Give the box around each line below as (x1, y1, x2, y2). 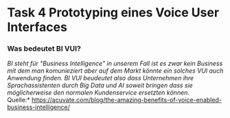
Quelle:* (7, 96, 31, 104)
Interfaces (7, 19, 67, 35)
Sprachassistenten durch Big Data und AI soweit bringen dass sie (7, 81, 194, 90)
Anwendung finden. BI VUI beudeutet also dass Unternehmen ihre (7, 74, 194, 82)
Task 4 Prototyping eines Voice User (7, 5, 220, 21)
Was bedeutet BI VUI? (7, 44, 81, 54)
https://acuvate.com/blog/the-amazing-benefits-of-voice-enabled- (32, 96, 222, 104)
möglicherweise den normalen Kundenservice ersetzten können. (7, 88, 190, 97)
